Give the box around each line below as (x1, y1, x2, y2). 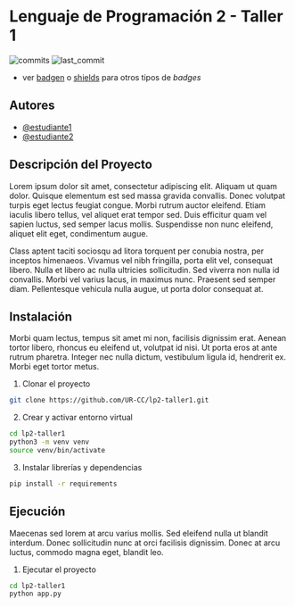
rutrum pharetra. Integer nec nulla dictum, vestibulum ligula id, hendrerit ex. (9, 352, 287, 362)
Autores (9, 98, 55, 113)
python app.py (9, 589, 62, 599)
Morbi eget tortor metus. (9, 362, 100, 372)
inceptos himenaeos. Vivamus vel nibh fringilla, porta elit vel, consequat (9, 254, 274, 265)
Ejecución (9, 504, 66, 520)
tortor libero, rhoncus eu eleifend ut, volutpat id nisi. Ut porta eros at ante (9, 342, 278, 353)
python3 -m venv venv (9, 437, 90, 447)
